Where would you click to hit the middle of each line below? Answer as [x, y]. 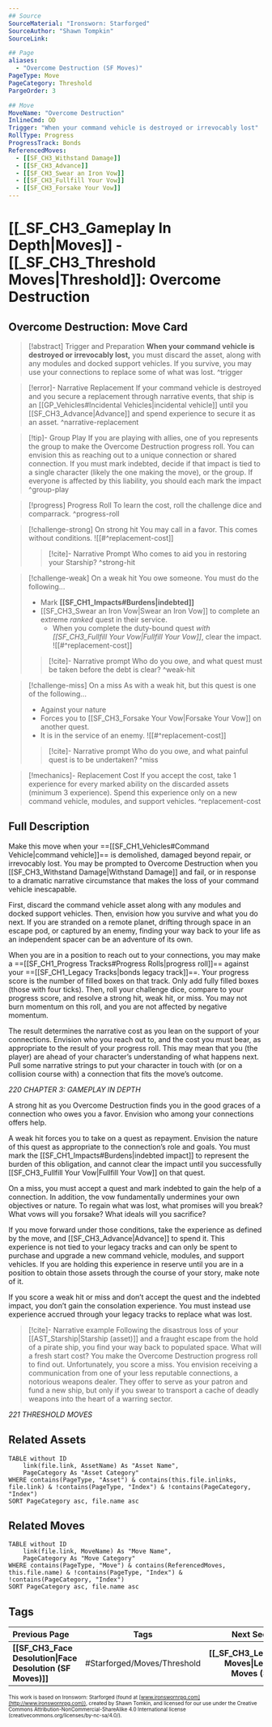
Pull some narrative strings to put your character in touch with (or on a [125, 1065]
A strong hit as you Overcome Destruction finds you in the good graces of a [134, 1105]
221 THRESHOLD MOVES [51, 1414]
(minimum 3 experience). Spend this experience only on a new [132, 793]
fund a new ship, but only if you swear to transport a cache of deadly [143, 1390]
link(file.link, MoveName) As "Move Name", [98, 1551]
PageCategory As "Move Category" [79, 1559]
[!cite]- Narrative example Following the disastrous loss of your [133, 1329]
